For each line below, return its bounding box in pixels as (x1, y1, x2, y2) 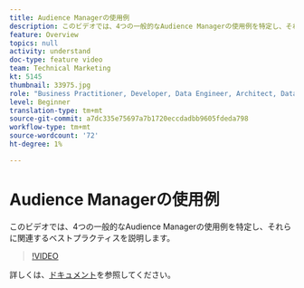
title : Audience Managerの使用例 (9, 13, 130, 23)
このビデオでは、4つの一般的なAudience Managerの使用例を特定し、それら (9, 221, 292, 232)
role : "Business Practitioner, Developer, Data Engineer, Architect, (9, 89, 278, 98)
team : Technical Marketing (9, 64, 111, 73)
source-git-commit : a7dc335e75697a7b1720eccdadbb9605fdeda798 (9, 114, 249, 123)
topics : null (9, 38, 59, 48)
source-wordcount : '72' (9, 131, 100, 140)
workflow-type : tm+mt (9, 123, 91, 132)
